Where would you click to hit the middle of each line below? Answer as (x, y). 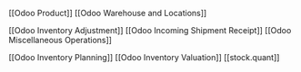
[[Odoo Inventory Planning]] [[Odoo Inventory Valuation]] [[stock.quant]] (144, 57)
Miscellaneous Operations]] (60, 40)
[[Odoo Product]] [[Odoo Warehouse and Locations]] (108, 13)
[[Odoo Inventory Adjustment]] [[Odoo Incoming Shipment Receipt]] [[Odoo (150, 30)
